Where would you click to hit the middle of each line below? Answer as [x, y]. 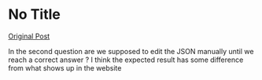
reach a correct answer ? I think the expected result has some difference [126, 60]
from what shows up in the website [65, 67]
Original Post [29, 36]
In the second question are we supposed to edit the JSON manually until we [131, 51]
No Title [35, 15]
